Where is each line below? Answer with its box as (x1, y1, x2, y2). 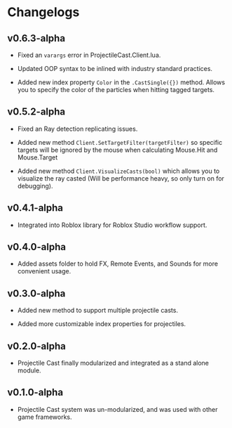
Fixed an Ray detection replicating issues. (17, 124, 138, 133)
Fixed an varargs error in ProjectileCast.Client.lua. (17, 51, 161, 59)
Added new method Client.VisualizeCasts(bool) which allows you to (17, 167, 220, 175)
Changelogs (7, 4, 80, 20)
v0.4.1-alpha (7, 202, 64, 214)
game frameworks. (17, 413, 72, 421)
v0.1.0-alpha (7, 387, 64, 398)
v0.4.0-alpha (7, 241, 67, 253)
